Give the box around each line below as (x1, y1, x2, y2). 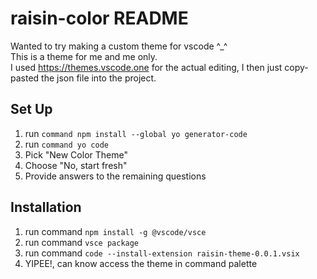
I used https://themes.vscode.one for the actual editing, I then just (10, 61, 283, 73)
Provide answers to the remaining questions (24, 170, 207, 182)
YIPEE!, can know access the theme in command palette (24, 257, 258, 269)
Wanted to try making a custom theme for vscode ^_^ (10, 40, 228, 52)
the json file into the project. (41, 72, 157, 84)
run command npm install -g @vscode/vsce (24, 225, 207, 237)
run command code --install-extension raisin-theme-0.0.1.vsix (24, 247, 300, 259)
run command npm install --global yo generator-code (24, 127, 248, 139)
